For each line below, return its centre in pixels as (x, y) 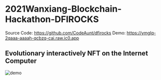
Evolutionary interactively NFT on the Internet (77, 53)
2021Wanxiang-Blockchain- (63, 9)
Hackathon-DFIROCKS (52, 19)
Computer (21, 61)
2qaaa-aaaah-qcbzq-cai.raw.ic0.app (42, 38)
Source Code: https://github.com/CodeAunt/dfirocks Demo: (66, 33)
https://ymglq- (141, 33)
